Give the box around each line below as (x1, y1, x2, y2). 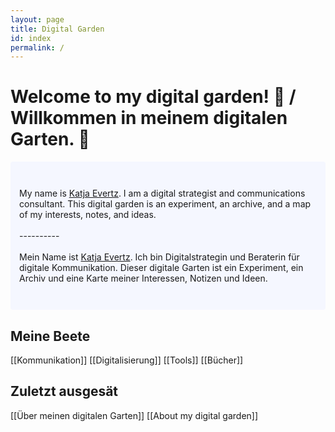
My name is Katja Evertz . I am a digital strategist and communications (19, 187, 306, 200)
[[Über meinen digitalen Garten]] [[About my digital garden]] (10, 409, 259, 421)
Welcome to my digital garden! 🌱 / (10, 86, 297, 108)
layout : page (10, 14, 65, 25)
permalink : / (10, 42, 65, 53)
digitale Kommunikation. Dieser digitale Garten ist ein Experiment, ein (19, 262, 304, 274)
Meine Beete (10, 327, 91, 345)
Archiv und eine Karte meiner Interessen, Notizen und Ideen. (19, 272, 268, 285)
